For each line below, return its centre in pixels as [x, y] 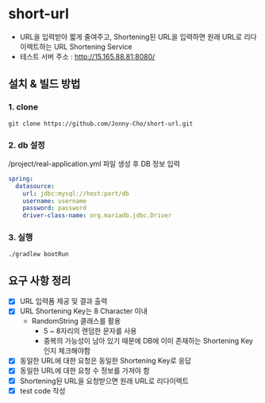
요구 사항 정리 [40, 280]
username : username [55, 201]
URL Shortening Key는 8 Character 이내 [84, 311]
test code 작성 [42, 390]
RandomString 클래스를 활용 [76, 321]
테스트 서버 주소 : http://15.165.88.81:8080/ [87, 56]
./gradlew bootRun [38, 255]
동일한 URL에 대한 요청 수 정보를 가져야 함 [84, 370]
